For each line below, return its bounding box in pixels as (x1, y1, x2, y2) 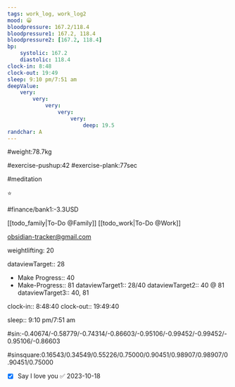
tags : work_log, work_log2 (7, 10, 87, 18)
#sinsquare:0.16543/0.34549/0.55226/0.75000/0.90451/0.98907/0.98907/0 (7, 350, 229, 360)
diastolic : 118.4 (20, 56, 71, 63)
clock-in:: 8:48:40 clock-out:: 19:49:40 (7, 302, 120, 311)
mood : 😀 (7, 17, 32, 24)
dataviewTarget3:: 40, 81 (17, 288, 89, 297)
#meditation (7, 175, 42, 183)
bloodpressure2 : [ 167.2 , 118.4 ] (7, 37, 102, 44)
